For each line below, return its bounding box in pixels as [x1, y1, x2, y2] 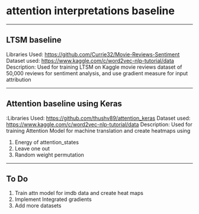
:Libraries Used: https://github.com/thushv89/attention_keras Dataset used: [6, 114, 191, 122]
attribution [6, 76, 31, 83]
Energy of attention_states [14, 138, 79, 146]
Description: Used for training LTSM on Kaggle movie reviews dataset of [6, 63, 182, 71]
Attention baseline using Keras [6, 99, 123, 109]
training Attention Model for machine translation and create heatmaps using [6, 127, 191, 134]
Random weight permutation [14, 151, 85, 158]
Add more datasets [14, 202, 62, 209]
